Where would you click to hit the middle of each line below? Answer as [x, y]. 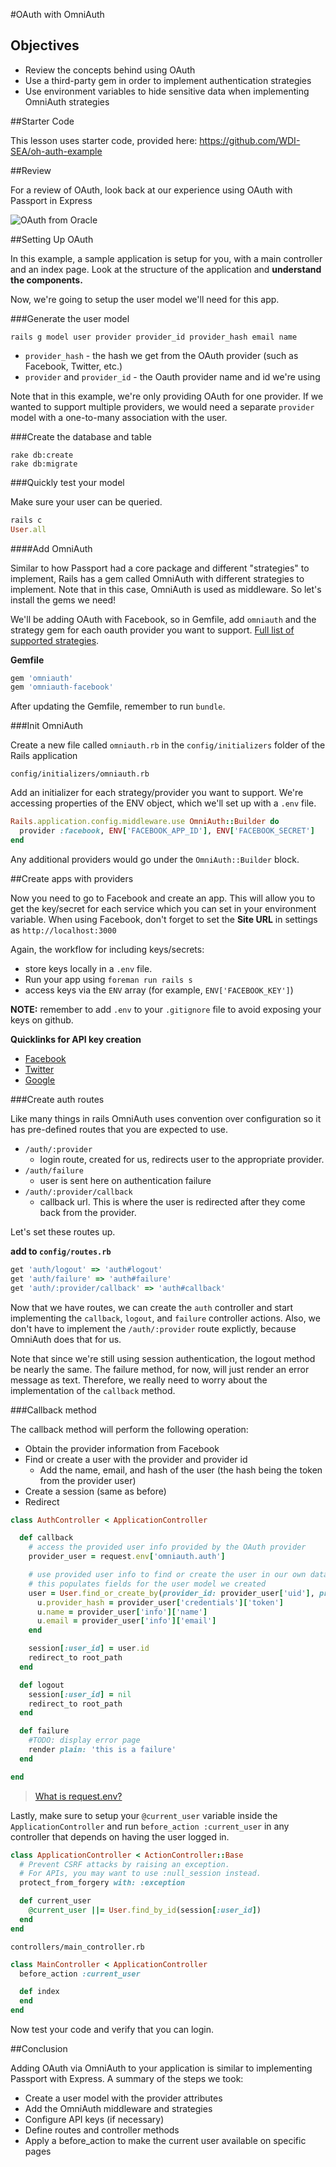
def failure [44, 1731]
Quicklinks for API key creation [76, 1039]
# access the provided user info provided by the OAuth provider [167, 1547]
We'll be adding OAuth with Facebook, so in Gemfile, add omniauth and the [163, 619]
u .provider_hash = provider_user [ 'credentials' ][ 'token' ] [160, 1602]
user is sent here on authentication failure [125, 1180]
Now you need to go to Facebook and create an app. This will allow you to [163, 898]
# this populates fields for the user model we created [147, 1584]
